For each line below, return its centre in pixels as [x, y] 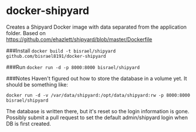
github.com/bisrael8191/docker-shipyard [56, 56]
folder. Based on [26, 33]
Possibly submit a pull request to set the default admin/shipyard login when [97, 117]
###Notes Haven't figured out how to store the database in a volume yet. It [97, 78]
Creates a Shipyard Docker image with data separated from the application [96, 27]
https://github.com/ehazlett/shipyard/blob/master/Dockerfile [79, 39]
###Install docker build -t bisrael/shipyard [61, 50]
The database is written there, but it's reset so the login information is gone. [98, 111]
